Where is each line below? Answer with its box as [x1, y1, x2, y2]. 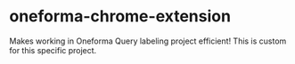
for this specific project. [9, 44, 97, 55]
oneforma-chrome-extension [9, 6, 232, 27]
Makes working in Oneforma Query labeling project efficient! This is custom [9, 36, 287, 46]
